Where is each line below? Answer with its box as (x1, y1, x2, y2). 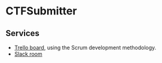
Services (5, 28, 40, 38)
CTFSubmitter (5, 4, 77, 18)
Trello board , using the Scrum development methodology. (14, 44, 157, 51)
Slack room (14, 50, 42, 58)
